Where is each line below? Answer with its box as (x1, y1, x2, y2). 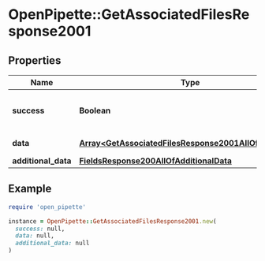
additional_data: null (15, 239, 90, 248)
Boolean (78, 105, 111, 116)
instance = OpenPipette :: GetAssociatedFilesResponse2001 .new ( (8, 217, 217, 226)
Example (8, 182, 52, 196)
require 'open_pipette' (8, 203, 87, 211)
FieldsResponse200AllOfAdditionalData (78, 155, 233, 166)
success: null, (15, 225, 65, 233)
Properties (8, 54, 62, 67)
